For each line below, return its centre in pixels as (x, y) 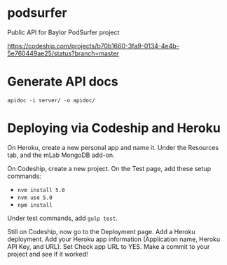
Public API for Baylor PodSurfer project (63, 32)
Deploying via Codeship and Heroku (114, 128)
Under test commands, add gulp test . (62, 218)
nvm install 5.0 (41, 190)
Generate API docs (63, 82)
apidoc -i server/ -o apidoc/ (51, 100)
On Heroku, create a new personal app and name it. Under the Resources (113, 147)
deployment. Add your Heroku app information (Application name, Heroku (114, 239)
